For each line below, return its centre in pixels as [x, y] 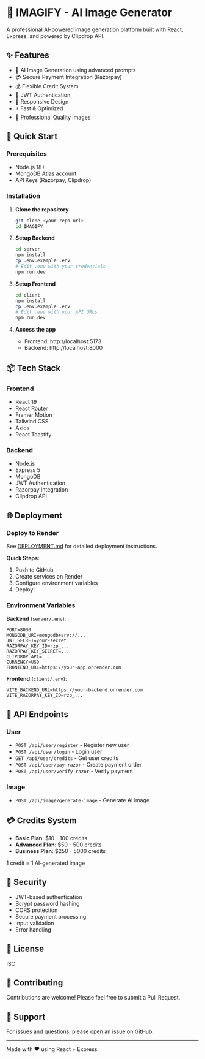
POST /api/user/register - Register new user [72, 745]
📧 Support [26, 1017]
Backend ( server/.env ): [36, 619]
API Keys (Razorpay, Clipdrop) [53, 180]
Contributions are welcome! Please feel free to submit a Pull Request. [93, 998]
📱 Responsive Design [42, 101]
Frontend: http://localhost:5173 [63, 341]
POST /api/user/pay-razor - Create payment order [78, 764]
